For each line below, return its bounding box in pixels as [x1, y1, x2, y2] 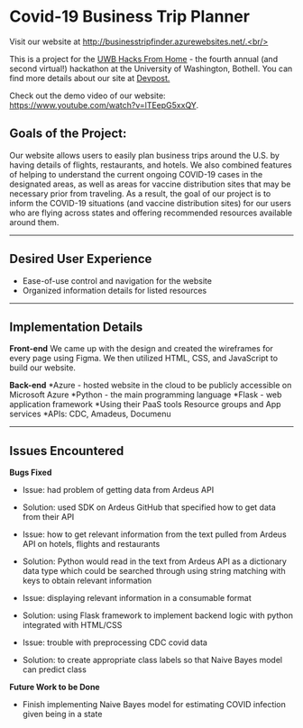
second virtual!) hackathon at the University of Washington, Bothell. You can [9, 63, 293, 74]
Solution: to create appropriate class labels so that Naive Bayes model [22, 655, 282, 666]
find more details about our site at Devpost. [9, 72, 170, 83]
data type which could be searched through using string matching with [22, 566, 286, 577]
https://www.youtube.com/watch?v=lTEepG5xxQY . [9, 99, 199, 110]
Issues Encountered [9, 443, 124, 459]
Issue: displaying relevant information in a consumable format [22, 593, 252, 604]
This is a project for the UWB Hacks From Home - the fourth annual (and [9, 53, 278, 64]
